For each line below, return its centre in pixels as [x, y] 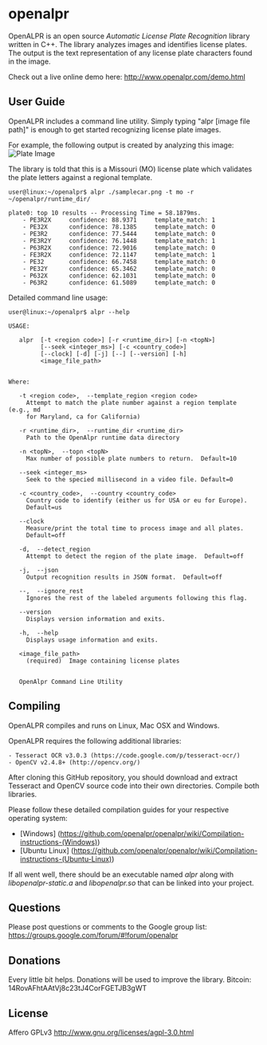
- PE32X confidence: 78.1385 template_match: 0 [119, 227]
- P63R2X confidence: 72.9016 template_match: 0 [119, 248]
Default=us [44, 507]
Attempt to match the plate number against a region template [132, 403]
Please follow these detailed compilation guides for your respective [119, 809]
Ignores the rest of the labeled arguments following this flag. [137, 598]
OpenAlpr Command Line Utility [71, 682]
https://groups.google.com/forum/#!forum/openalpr [93, 935]
